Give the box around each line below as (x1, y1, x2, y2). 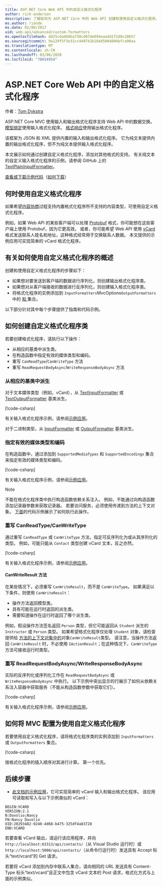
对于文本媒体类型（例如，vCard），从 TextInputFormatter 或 (5, 389, 124, 395)
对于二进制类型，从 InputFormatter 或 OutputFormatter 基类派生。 (5, 426, 137, 432)
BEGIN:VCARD (5, 804, 29, 809)
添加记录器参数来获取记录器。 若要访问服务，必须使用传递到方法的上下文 (5, 503, 151, 508)
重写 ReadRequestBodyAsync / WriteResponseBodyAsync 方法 (12, 364, 125, 370)
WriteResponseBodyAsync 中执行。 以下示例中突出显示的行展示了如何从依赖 (5, 678, 153, 684)
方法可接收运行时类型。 (5, 647, 52, 653)
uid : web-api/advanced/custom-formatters (5, 30, 90, 35)
